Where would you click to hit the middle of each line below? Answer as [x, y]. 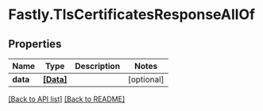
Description [98, 66]
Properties [35, 44]
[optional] [146, 79]
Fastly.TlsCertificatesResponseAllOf [132, 15]
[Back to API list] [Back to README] [67, 99]
